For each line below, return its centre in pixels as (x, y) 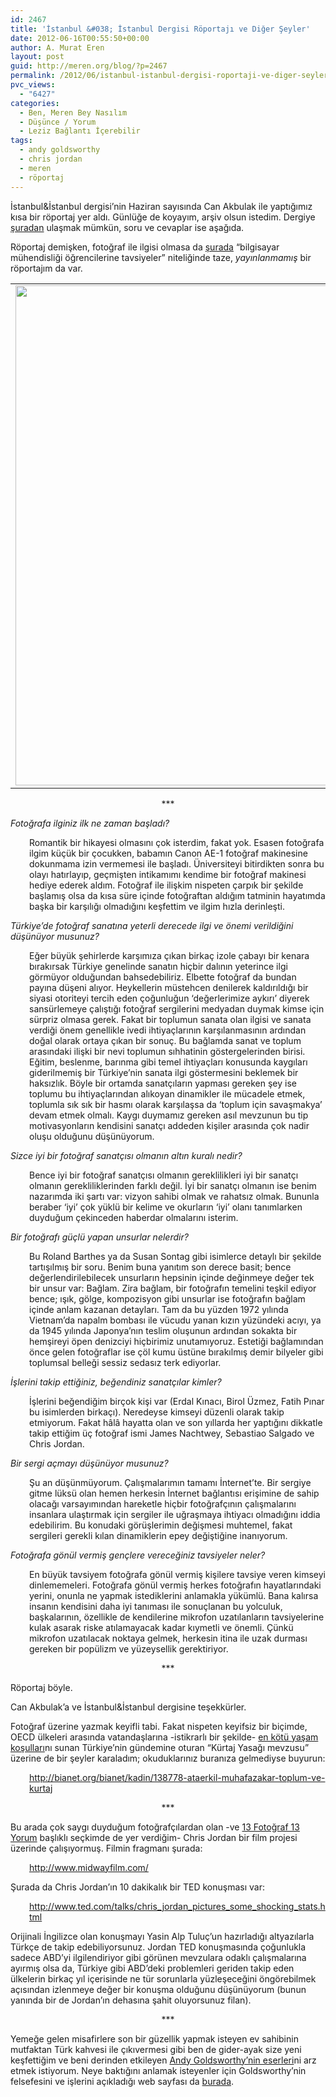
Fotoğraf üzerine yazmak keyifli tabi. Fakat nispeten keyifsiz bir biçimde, (159, 1726)
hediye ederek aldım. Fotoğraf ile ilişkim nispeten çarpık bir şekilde (166, 885)
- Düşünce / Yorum (58, 122)
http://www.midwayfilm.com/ (89, 1867)
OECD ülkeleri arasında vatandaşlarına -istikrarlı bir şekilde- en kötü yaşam (164, 1737)
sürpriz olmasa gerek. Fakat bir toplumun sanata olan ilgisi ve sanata (170, 1019)
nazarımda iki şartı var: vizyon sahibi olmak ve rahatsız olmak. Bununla (174, 1196)
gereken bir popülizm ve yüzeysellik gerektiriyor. (129, 1648)
